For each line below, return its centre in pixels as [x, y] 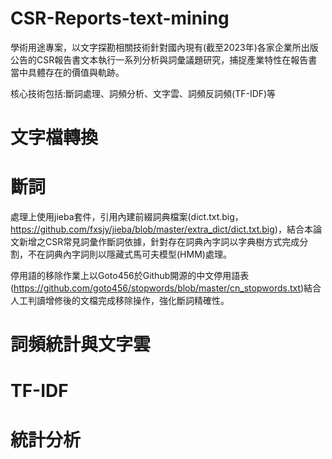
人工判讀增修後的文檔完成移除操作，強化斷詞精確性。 [120, 301]
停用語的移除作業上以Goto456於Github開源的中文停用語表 [130, 276]
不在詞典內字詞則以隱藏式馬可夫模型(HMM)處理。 [129, 254]
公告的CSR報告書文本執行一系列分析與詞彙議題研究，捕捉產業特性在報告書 [164, 59]
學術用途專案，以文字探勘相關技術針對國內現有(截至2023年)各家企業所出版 [164, 47]
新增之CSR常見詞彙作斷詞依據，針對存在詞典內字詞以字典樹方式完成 [159, 242]
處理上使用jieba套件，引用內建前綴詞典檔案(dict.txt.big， [127, 217]
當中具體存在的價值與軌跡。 [67, 72]
